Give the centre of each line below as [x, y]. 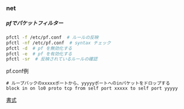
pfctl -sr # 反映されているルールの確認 [52, 59]
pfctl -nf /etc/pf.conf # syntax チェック [58, 43]
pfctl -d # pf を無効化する [39, 48]
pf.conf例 [17, 71]
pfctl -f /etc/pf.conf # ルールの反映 [52, 37]
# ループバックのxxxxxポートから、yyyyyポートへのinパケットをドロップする [88, 83]
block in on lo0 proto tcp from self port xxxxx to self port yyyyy [92, 88]
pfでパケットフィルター [35, 23]
